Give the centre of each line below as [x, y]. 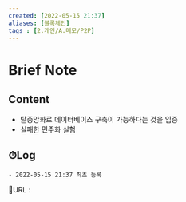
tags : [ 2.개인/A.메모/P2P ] [51, 30]
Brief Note [43, 70]
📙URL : [20, 190]
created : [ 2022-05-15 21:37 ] [57, 16]
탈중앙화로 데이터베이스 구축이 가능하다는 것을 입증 [99, 120]
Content [29, 99]
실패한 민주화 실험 [47, 129]
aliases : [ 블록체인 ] [39, 23]
